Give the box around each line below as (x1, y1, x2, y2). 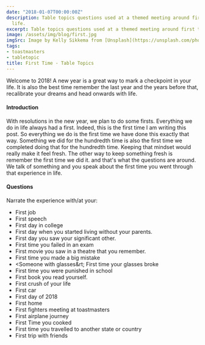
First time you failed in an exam (15, 241, 94, 248)
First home (15, 299, 43, 307)
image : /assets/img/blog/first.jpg (6, 32, 97, 38)
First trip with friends (15, 332, 68, 339)
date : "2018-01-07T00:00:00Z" (6, 9, 84, 15)
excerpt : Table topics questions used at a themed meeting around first (6, 26, 195, 32)
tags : (6, 43, 20, 49)
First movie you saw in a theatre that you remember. (15, 247, 146, 255)
